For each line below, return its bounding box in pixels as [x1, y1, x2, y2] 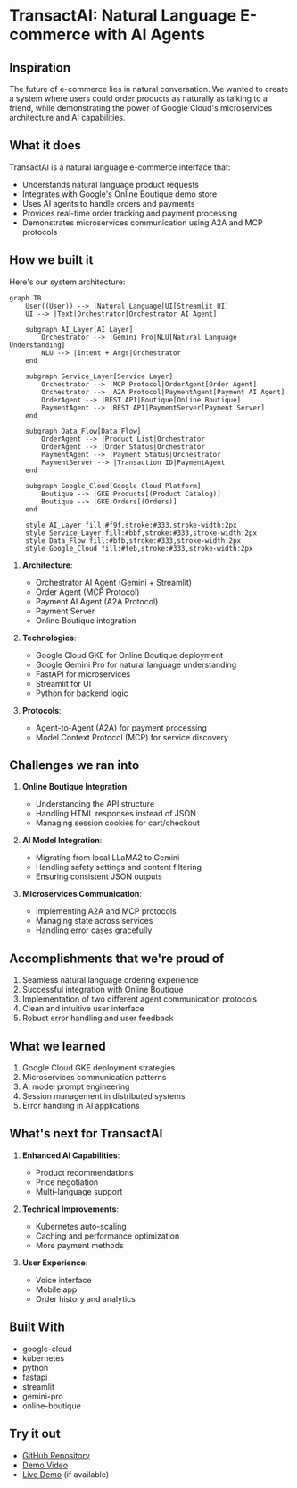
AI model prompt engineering [21, 1081, 130, 1092]
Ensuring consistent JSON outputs [35, 871, 162, 882]
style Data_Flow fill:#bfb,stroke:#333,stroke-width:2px [25, 536, 242, 545]
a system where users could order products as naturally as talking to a [9, 93, 268, 104]
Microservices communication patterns [21, 1072, 167, 1083]
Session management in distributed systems [21, 1091, 186, 1102]
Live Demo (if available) [21, 1468, 110, 1480]
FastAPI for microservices [35, 668, 131, 680]
